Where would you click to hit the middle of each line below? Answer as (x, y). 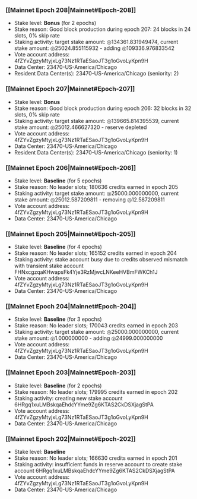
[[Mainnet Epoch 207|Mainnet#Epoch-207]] (70, 89)
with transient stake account (49, 266)
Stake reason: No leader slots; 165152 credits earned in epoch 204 (96, 253)
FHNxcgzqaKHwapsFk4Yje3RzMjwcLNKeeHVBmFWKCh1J (86, 272)
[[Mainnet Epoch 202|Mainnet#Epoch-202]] (71, 438)
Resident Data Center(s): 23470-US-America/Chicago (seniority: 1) (96, 152)
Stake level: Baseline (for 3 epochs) (58, 319)
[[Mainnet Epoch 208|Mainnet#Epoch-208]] (71, 10)
